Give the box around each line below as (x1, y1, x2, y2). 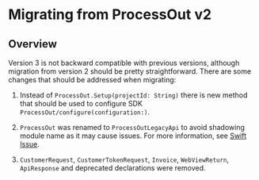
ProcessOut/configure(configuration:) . (19, 107, 150, 117)
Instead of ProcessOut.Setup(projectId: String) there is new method (19, 90, 248, 100)
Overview (8, 37, 58, 51)
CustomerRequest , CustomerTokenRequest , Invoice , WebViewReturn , (19, 155, 230, 164)
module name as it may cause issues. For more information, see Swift (19, 131, 247, 140)
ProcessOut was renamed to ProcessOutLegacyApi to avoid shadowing (19, 123, 246, 132)
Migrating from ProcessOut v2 (8, 6, 212, 24)
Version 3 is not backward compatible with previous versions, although (8, 58, 240, 67)
